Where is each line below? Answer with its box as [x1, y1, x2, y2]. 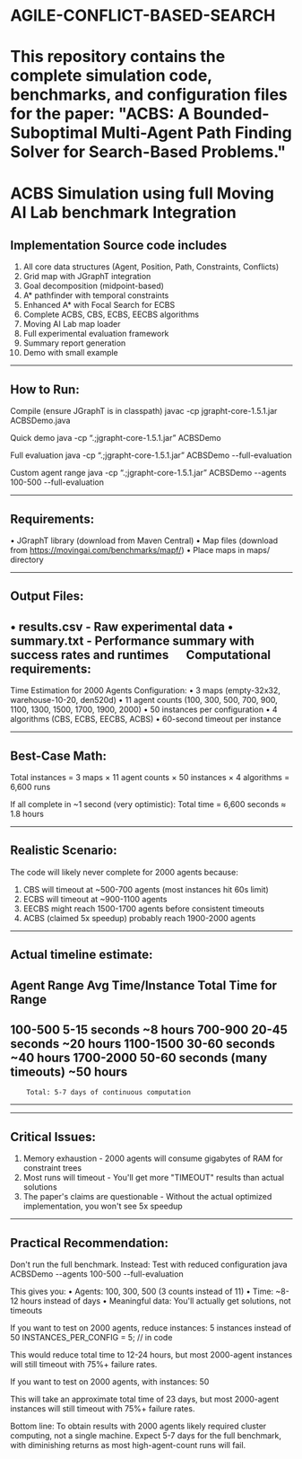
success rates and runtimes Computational [10, 647, 272, 663]
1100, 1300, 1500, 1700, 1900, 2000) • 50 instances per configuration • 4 [10, 704, 278, 715]
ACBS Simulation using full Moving [10, 183, 274, 203]
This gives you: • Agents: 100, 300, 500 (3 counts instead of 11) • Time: [10, 1286, 274, 1297]
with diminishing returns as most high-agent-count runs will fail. [10, 1440, 246, 1451]
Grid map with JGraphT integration [22, 271, 151, 282]
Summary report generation [22, 338, 126, 348]
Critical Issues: [10, 1129, 97, 1145]
